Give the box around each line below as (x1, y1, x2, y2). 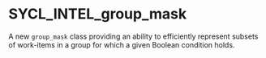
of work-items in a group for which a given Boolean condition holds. (8, 39, 235, 49)
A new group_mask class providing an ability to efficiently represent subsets (8, 31, 259, 41)
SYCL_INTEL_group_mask (8, 5, 187, 23)
